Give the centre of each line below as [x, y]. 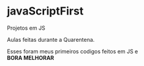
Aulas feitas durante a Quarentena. [51, 39]
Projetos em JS [26, 28]
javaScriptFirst [45, 11]
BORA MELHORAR [31, 58]
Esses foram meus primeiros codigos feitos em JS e [73, 51]
